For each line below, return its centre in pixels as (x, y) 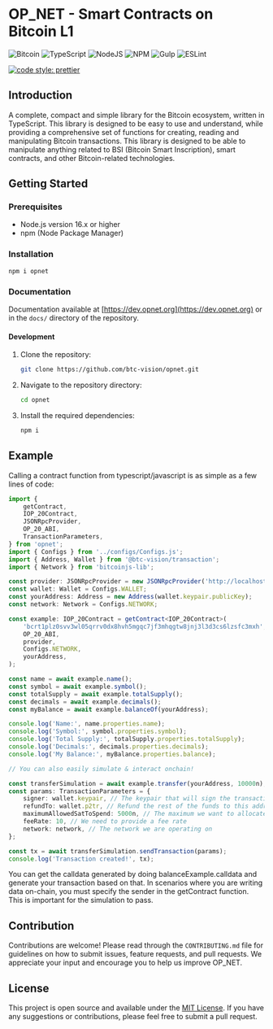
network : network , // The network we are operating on (118, 829)
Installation (31, 255)
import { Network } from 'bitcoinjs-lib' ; (81, 567)
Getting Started (48, 184)
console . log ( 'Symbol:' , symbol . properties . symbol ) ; (97, 732)
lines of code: (31, 484)
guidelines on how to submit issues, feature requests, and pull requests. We (135, 954)
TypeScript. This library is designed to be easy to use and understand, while (136, 124)
